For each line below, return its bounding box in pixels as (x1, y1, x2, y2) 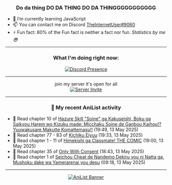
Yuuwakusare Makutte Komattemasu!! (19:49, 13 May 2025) (12, 126, 139, 133)
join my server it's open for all (54, 81, 118, 87)
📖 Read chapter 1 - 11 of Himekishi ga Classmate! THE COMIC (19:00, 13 (12, 137, 164, 143)
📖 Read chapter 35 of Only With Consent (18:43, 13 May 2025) (12, 148, 144, 154)
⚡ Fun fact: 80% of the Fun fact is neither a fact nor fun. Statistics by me (12, 29, 166, 35)
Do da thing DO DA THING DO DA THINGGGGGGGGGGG (16, 4, 156, 11)
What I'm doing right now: (53, 54, 119, 62)
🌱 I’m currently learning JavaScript (12, 16, 86, 22)
